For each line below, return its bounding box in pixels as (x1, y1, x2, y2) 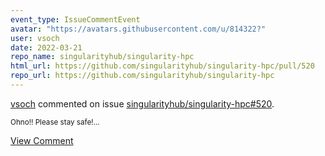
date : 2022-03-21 (10, 42, 83, 53)
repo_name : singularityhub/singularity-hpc (10, 52, 195, 62)
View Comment (10, 134, 74, 146)
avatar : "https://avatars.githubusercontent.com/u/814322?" (10, 24, 267, 34)
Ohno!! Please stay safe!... (10, 117, 100, 127)
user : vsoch (10, 33, 60, 43)
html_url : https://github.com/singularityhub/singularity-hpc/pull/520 (10, 61, 315, 71)
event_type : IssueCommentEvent (10, 14, 141, 25)
